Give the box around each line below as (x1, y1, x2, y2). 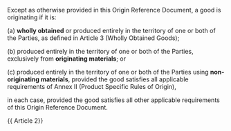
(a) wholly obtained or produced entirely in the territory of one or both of (7, 27, 216, 34)
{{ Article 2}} (7, 117, 44, 125)
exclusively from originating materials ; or (7, 54, 127, 63)
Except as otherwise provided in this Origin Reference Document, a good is (7, 6, 221, 14)
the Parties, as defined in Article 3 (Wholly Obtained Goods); (7, 34, 180, 42)
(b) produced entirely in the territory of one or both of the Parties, (7, 48, 194, 55)
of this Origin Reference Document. (7, 103, 109, 111)
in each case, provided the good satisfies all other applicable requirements (7, 96, 220, 104)
